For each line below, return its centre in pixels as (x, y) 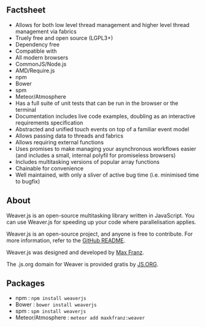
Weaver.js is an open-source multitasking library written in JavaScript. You (100, 215)
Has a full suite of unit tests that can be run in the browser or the (97, 103)
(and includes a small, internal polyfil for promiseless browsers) (95, 155)
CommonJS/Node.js (41, 64)
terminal (26, 109)
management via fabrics (46, 31)
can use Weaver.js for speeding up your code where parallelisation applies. (101, 222)
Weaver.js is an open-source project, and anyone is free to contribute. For (100, 234)
